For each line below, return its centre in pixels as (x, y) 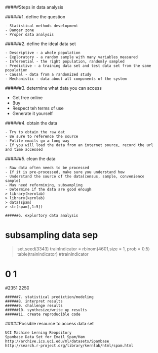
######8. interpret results (34, 301)
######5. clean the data (30, 159)
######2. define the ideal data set (40, 44)
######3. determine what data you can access (54, 88)
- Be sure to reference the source (42, 136)
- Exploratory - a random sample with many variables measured (72, 57)
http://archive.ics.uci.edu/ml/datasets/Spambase (57, 341)
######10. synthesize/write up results (46, 310)
